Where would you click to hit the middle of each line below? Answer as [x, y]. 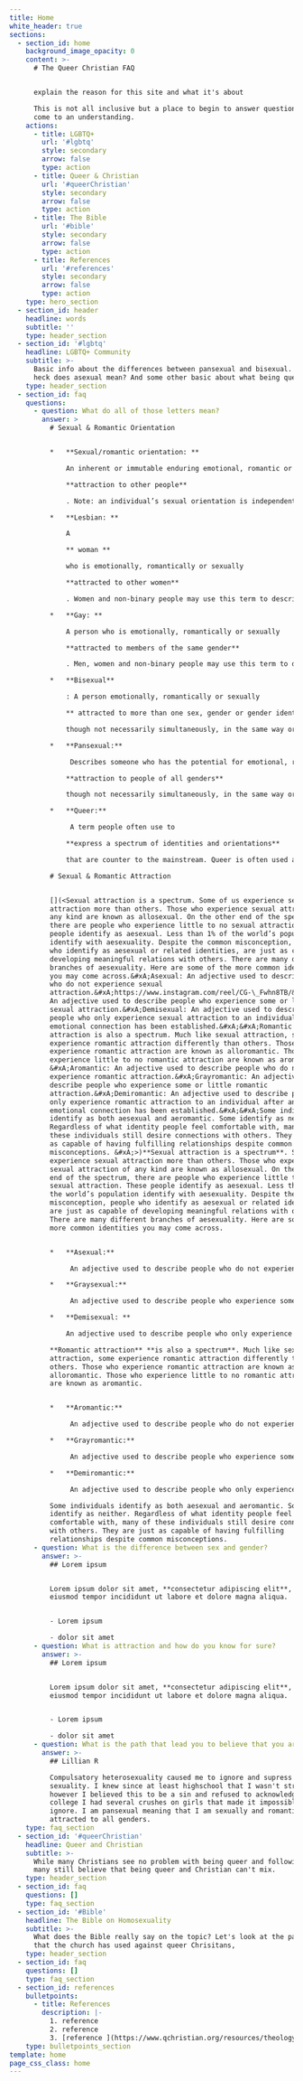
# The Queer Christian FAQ [84, 69]
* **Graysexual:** [88, 1285]
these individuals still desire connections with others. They [171, 1136]
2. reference [74, 2029]
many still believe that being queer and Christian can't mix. [155, 1870]
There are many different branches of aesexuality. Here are [166, 1219]
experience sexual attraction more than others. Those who [163, 1161]
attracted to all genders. [100, 1820]
